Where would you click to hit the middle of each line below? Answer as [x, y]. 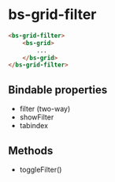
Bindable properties [58, 90]
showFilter [37, 117]
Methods [31, 151]
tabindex [34, 126]
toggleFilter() [41, 169]
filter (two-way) [45, 109]
